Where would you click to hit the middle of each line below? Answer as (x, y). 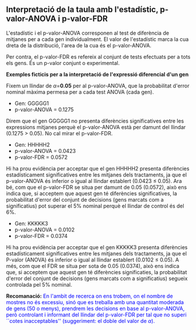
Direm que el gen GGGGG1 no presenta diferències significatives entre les (95, 121)
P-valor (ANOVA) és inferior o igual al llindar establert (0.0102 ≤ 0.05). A (93, 260)
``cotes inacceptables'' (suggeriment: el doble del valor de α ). (80, 321)
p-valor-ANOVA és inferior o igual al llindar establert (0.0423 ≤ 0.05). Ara (94, 181)
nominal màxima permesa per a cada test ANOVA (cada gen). (80, 92)
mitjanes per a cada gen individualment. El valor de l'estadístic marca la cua (97, 39)
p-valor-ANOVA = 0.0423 (45, 151)
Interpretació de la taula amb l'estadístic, (82, 10)
